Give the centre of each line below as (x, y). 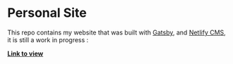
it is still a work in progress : (48, 39)
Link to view (25, 53)
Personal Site (47, 13)
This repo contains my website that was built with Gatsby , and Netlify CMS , (116, 32)
